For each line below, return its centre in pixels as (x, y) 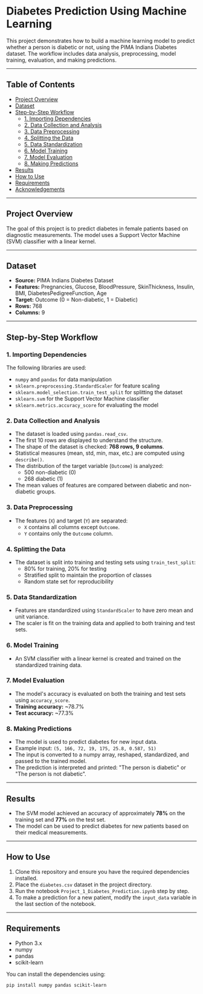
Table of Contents (41, 85)
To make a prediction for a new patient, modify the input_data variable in (106, 897)
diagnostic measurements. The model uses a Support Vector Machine (93, 235)
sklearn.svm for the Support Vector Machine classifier (82, 399)
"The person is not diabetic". (50, 774)
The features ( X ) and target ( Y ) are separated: (71, 521)
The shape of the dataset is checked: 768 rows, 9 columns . (89, 447)
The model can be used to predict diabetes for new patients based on (102, 826)
